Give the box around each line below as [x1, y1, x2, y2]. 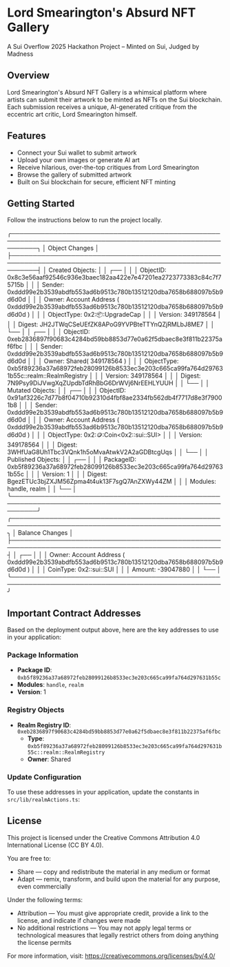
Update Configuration [7, 772, 82, 781]
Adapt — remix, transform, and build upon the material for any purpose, [17, 875, 220, 883]
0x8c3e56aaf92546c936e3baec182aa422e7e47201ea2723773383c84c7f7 [7, 273, 222, 282]
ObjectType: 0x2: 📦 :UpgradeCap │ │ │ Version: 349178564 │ [48, 311, 222, 319]
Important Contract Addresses [7, 607, 141, 619]
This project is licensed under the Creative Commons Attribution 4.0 [7, 833, 200, 841]
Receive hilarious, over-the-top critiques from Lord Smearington [17, 163, 200, 171]
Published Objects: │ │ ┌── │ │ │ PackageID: [7, 456, 136, 464]
